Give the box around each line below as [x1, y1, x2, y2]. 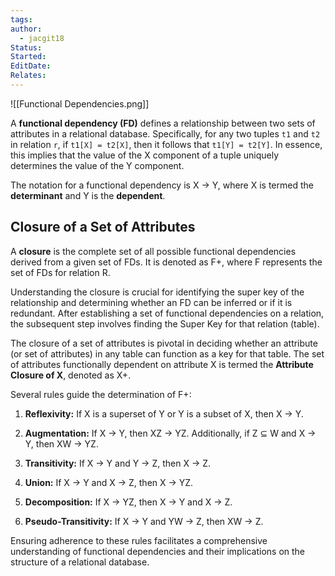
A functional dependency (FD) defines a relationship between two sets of [10, 117, 316, 129]
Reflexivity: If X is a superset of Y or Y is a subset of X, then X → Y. [24, 407, 304, 420]
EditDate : [10, 61, 52, 71]
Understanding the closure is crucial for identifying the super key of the [10, 286, 305, 298]
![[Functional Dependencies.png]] [10, 97, 150, 110]
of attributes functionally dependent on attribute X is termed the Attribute [10, 358, 314, 370]
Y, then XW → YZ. [24, 437, 99, 450]
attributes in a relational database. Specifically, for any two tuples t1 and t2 [10, 127, 321, 140]
